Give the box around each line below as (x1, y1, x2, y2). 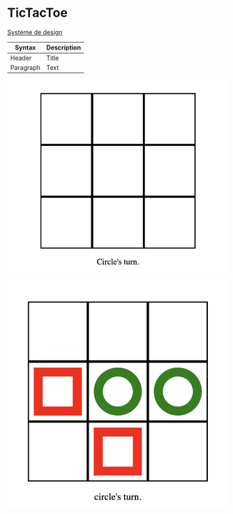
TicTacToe (7, 5, 68, 21)
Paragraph (10, 63, 40, 71)
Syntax (15, 43, 36, 52)
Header (10, 54, 32, 62)
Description (46, 43, 82, 52)
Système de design (7, 28, 63, 36)
